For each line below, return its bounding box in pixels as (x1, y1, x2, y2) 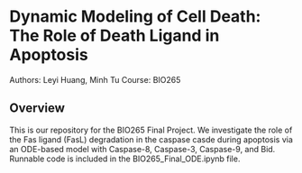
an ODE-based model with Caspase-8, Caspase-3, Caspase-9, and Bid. (9, 143, 276, 154)
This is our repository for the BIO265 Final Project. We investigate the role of (9, 124, 293, 135)
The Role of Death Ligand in (9, 25, 220, 46)
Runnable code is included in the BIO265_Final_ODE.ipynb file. (9, 153, 241, 164)
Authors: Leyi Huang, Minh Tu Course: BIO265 (9, 74, 181, 85)
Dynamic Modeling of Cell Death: (9, 6, 261, 27)
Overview (9, 101, 66, 116)
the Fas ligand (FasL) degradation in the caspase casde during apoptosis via (9, 133, 293, 145)
